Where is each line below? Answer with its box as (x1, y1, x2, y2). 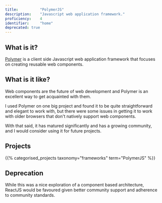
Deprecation (5, 169, 44, 177)
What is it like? (5, 75, 50, 84)
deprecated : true (5, 25, 40, 30)
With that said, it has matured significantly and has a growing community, (5, 123, 152, 129)
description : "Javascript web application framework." (5, 12, 125, 17)
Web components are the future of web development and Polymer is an (5, 88, 148, 94)
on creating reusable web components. (5, 61, 84, 67)
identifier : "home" (5, 20, 54, 26)
